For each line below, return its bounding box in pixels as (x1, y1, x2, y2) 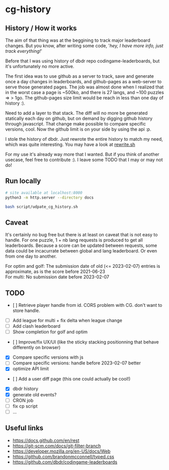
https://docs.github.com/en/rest (12, 437, 79, 443)
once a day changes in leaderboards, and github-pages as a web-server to (5, 79, 162, 84)
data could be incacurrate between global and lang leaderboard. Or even (5, 248, 157, 254)
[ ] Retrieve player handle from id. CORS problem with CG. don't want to (12, 302, 162, 308)
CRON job (12, 397, 34, 403)
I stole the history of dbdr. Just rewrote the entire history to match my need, (5, 136, 163, 142)
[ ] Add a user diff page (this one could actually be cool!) (12, 376, 131, 382)
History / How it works (5, 24, 77, 33)
